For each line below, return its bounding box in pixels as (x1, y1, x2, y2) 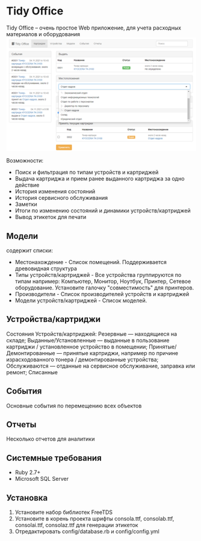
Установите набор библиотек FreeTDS (14, 509, 113, 516)
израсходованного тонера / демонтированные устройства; (6, 356, 159, 363)
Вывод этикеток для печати (14, 214, 87, 221)
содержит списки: (6, 247, 53, 254)
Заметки (14, 200, 37, 208)
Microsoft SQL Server (14, 475, 69, 483)
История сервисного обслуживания (14, 194, 108, 202)
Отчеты (6, 419, 37, 430)
